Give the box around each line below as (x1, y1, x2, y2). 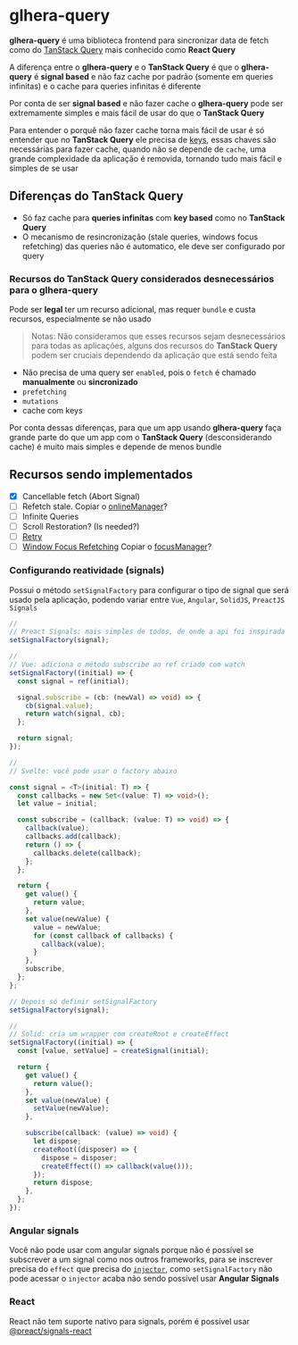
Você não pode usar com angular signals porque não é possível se (9, 1245, 254, 1256)
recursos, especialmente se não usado (9, 313, 152, 324)
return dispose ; (32, 1178, 94, 1188)
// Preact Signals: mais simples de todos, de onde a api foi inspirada (9, 627, 286, 637)
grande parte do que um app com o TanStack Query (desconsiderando (9, 432, 272, 443)
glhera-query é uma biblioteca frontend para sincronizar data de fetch (9, 35, 269, 46)
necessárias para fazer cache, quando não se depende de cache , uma (9, 144, 267, 155)
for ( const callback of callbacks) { (32, 931, 174, 940)
